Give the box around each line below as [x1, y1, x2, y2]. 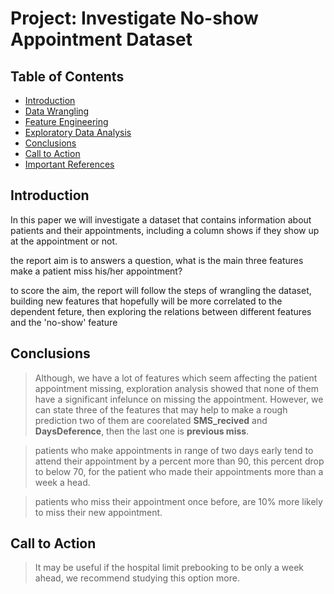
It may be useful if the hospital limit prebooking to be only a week [34, 562, 304, 574]
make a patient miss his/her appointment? [10, 265, 183, 277]
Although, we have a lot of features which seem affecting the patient [34, 372, 318, 384]
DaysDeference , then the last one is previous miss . [34, 425, 250, 437]
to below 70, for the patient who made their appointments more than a [34, 465, 324, 477]
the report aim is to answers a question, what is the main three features [10, 254, 304, 266]
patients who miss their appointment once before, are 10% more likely [34, 495, 323, 507]
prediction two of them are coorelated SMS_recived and [34, 414, 268, 426]
